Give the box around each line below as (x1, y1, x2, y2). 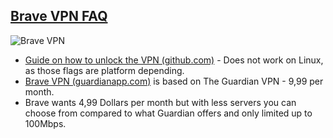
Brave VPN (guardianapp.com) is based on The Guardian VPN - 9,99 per (24, 75, 324, 87)
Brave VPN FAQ (10, 8, 108, 25)
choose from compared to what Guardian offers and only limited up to (24, 107, 313, 119)
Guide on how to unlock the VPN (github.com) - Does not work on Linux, (24, 54, 324, 66)
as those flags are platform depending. (24, 64, 185, 76)
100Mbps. (24, 117, 67, 129)
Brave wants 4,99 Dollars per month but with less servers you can (24, 96, 297, 108)
